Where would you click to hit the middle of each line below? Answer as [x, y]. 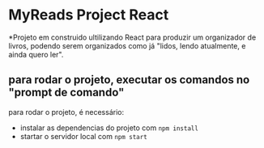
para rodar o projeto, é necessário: [66, 112]
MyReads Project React [89, 15]
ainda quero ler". [36, 54]
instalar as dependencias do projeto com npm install [109, 128]
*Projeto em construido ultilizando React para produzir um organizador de [132, 37]
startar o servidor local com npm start [83, 136]
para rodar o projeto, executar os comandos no [129, 80]
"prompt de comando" [66, 93]
